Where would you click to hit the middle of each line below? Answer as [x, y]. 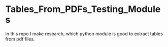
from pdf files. [20, 39]
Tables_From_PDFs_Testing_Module [83, 9]
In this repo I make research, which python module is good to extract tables [84, 33]
